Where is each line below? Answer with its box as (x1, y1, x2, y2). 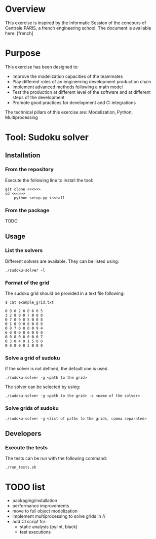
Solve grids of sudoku (5, 405, 59, 412)
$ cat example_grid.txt (5, 300, 54, 305)
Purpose (5, 48, 41, 59)
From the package (5, 207, 49, 214)
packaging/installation (12, 498, 58, 503)
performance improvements (12, 503, 69, 509)
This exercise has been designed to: (5, 64, 79, 70)
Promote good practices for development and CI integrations (12, 100, 136, 106)
